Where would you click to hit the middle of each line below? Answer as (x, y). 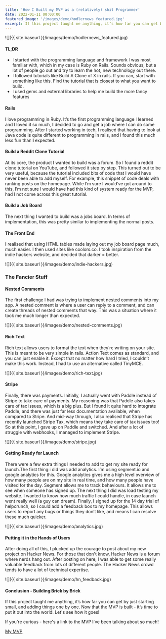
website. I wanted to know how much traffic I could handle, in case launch (81, 496)
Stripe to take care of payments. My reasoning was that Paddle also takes (80, 400)
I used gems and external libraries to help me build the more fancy (80, 92)
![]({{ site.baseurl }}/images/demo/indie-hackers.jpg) (59, 264)
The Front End (20, 233)
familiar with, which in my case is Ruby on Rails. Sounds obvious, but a (84, 65)
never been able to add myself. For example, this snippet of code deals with (82, 178)
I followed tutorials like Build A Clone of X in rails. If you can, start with (83, 76)
